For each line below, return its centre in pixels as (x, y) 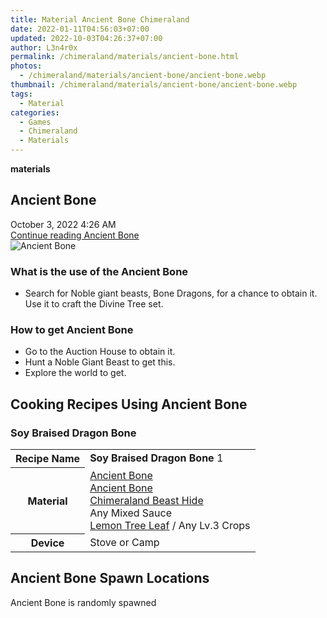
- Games (35, 122)
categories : (35, 112)
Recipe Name (48, 459)
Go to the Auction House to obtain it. (100, 352)
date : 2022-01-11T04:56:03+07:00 (80, 29)
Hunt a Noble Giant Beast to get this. (100, 362)
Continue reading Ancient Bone (75, 235)
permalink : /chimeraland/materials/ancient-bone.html (125, 57)
